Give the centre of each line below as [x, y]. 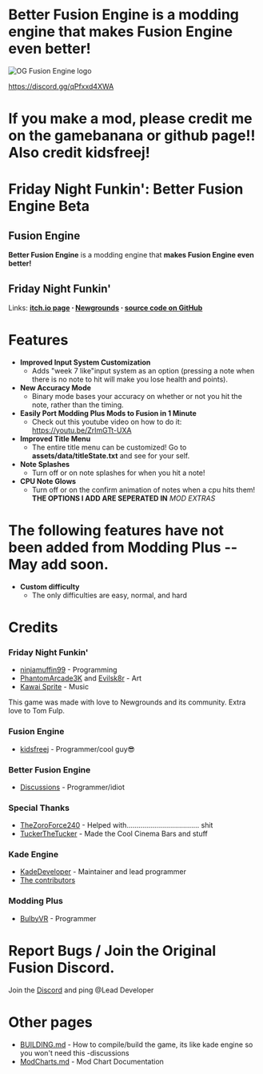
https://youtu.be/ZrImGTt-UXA [82, 430]
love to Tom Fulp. [37, 711]
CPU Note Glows [48, 481]
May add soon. [59, 565]
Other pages [51, 1022]
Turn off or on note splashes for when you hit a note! [118, 473]
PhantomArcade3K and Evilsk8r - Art [81, 678]
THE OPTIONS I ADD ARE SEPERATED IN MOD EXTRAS [124, 498]
